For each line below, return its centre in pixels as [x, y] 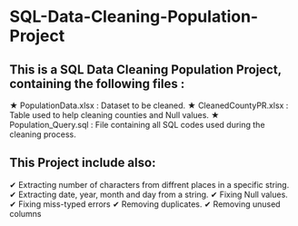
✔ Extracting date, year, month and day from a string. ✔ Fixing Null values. [149, 194]
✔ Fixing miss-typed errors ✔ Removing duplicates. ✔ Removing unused [145, 204]
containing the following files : [97, 84]
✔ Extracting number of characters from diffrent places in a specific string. [149, 184]
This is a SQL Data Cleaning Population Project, [145, 69]
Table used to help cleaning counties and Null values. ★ [114, 115]
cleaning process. [43, 134]
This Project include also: [83, 163]
